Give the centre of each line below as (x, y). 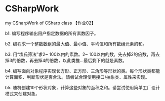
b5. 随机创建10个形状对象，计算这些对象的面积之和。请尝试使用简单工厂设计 (82, 87)
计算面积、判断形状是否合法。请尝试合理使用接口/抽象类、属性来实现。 (77, 77)
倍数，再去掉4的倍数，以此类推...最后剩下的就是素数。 (72, 60)
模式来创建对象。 (22, 94)
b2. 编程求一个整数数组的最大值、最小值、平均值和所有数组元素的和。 (76, 44)
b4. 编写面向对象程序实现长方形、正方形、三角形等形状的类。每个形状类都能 (83, 71)
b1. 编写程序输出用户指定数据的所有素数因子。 (52, 33)
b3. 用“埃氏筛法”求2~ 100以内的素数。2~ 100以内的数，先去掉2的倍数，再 (80, 54)
